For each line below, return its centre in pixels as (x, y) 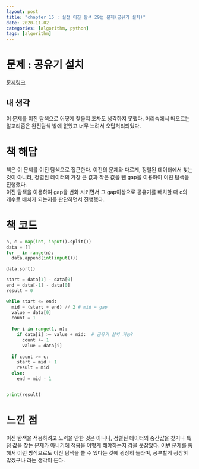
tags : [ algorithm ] (29, 34)
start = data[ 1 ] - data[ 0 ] (40, 280)
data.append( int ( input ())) (45, 258)
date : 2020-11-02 (28, 23)
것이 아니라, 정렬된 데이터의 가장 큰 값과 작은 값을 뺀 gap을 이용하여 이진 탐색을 (98, 177)
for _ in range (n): (30, 253)
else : (18, 373)
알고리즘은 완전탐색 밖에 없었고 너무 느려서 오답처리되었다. (74, 126)
